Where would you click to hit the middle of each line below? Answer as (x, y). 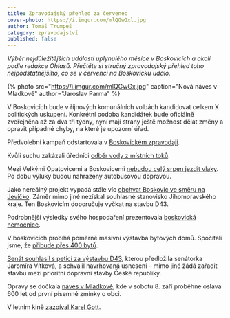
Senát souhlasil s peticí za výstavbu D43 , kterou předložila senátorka (105, 259)
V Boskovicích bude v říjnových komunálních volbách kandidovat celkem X (113, 107)
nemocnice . (24, 225)
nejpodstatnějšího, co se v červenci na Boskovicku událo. (89, 73)
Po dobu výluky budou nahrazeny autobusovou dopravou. (90, 177)
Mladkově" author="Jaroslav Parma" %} (64, 94)
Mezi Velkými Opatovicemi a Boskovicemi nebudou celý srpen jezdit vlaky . (113, 169)
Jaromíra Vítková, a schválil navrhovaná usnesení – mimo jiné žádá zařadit (113, 266)
